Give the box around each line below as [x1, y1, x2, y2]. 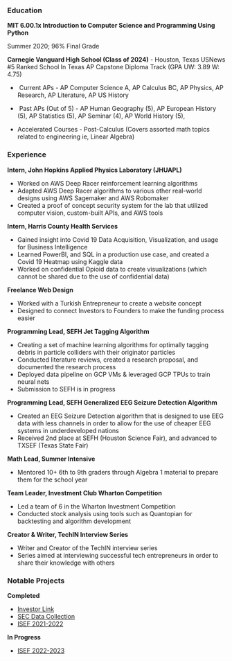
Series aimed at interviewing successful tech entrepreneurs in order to [17, 551, 219, 559]
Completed [7, 591, 40, 599]
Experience [7, 150, 46, 159]
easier [17, 314, 36, 322]
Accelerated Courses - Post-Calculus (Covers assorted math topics [17, 125, 210, 134]
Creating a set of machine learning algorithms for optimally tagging [17, 340, 209, 349]
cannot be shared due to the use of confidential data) [17, 272, 170, 281]
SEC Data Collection [17, 612, 75, 620]
